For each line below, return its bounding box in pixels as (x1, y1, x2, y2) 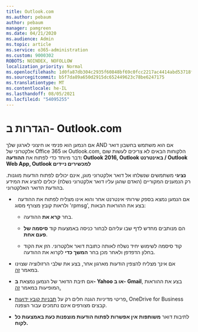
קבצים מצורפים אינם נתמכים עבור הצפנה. (14, 301, 107, 308)
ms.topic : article (6, 42, 51, 48)
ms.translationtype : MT (6, 80, 65, 86)
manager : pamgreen (6, 25, 51, 31)
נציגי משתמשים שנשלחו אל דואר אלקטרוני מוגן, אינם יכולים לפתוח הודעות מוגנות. (6, 172, 186, 179)
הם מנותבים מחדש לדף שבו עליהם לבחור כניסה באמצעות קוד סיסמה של (23, 225, 186, 232)
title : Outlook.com (6, 8, 54, 15)
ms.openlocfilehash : (6, 69, 57, 75)
